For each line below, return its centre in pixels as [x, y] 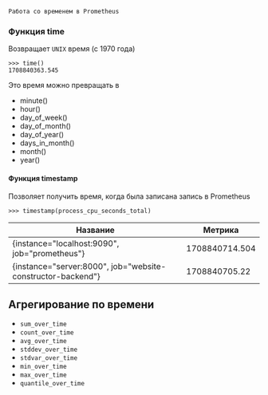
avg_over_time [43, 342]
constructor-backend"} [57, 276]
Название [95, 230]
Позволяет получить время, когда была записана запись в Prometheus [129, 196]
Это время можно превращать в [64, 85]
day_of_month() [45, 126]
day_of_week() [43, 118]
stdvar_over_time [49, 358]
